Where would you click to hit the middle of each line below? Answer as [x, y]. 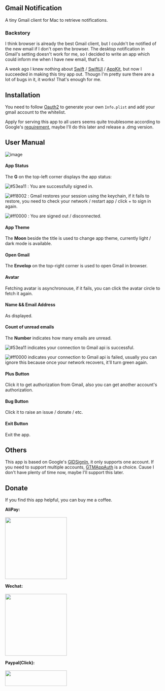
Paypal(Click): [20, 663]
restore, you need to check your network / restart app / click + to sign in [78, 201]
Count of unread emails [30, 327]
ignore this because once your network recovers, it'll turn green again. [77, 362]
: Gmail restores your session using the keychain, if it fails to [89, 196]
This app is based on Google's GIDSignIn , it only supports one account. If [80, 462]
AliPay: [13, 510]
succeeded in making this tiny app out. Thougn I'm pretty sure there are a [80, 74]
